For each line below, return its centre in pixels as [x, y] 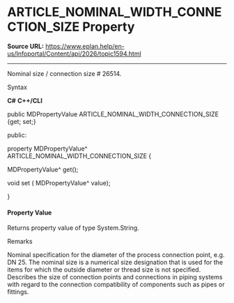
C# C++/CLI [25, 100]
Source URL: [25, 46]
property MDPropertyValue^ [48, 148]
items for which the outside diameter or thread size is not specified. [104, 270]
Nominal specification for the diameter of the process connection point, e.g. [116, 255]
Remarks [20, 242]
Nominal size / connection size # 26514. [64, 73]
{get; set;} [22, 121]
